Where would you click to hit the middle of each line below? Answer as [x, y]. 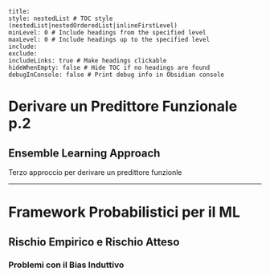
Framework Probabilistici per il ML [125, 212]
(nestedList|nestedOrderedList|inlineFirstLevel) [93, 26]
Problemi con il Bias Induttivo [66, 265]
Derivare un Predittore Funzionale [123, 106]
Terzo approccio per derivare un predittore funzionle [95, 172]
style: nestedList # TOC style [61, 18]
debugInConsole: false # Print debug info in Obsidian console [117, 75]
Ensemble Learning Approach [84, 153]
